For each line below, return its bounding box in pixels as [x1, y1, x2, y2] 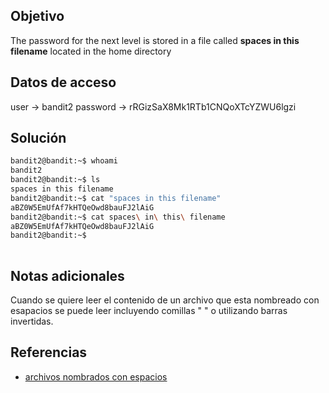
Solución [10, 130, 67, 147]
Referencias [10, 344, 88, 361]
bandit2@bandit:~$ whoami [10, 156, 118, 166]
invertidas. [10, 315, 54, 327]
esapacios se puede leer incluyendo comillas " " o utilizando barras [10, 305, 288, 316]
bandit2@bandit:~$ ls [10, 175, 101, 185]
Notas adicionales [10, 267, 125, 284]
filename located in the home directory [10, 45, 172, 57]
